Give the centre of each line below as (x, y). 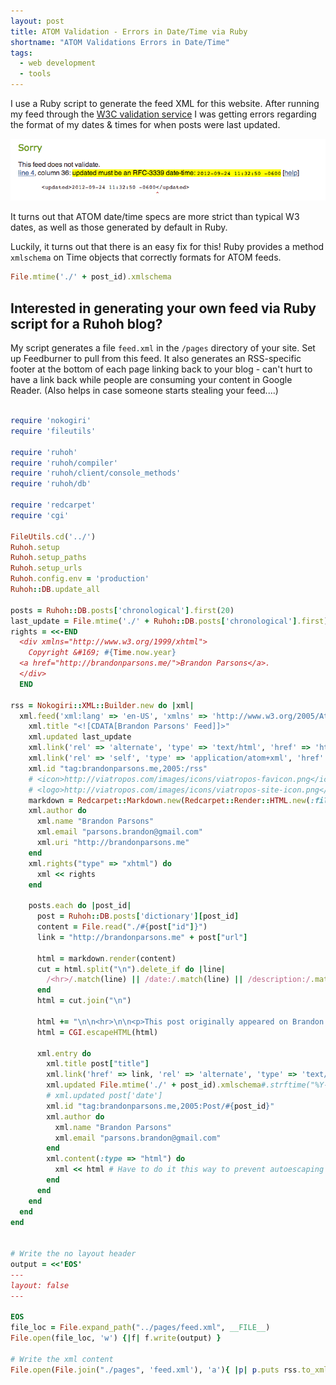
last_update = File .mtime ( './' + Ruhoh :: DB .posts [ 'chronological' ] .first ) (169, 621)
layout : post (37, 21)
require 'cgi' (40, 515)
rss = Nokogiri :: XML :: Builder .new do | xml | (102, 705)
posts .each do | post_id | (80, 906)
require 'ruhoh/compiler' (64, 463)
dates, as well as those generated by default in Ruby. (119, 227)
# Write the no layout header (73, 1254)
